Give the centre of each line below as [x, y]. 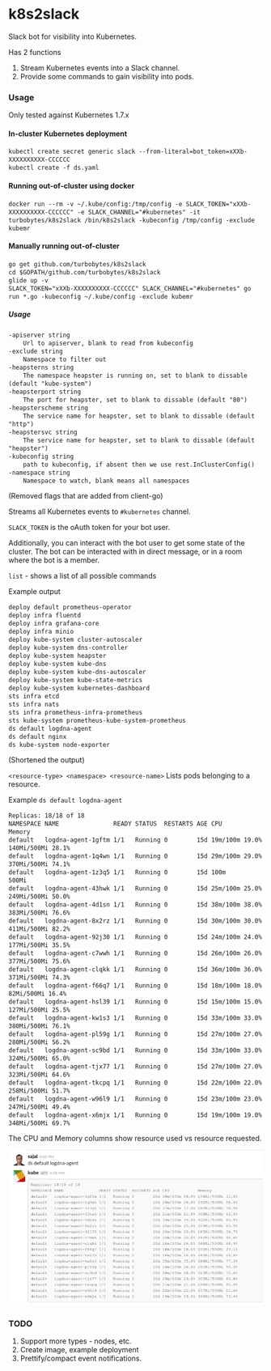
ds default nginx [38, 736]
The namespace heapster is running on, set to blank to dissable [135, 376]
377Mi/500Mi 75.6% [39, 961]
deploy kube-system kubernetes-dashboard [79, 688]
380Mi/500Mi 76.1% [39, 1026]
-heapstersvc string [43, 432]
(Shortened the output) [47, 760]
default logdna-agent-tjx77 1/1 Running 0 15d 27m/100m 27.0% [135, 1066]
